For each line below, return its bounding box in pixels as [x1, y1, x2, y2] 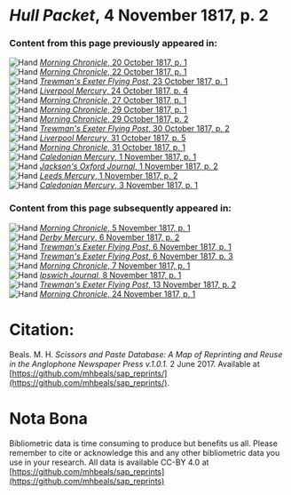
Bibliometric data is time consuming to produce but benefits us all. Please [9, 437, 278, 449]
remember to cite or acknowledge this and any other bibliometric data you [9, 447, 280, 458]
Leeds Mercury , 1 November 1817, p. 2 [39, 171, 178, 181]
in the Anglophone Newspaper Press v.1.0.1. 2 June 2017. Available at [9, 358, 260, 369]
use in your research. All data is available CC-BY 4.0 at [9, 457, 209, 467]
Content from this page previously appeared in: [9, 37, 217, 50]
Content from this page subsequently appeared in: [9, 202, 232, 214]
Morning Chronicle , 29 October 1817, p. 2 [39, 114, 189, 124]
